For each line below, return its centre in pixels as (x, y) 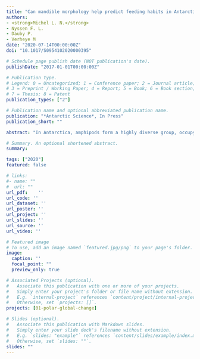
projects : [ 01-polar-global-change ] (51, 308)
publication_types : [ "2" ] (38, 100)
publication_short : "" (34, 122)
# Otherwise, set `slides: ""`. (49, 341)
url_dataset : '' (26, 203)
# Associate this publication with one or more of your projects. (93, 286)
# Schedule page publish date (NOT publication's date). (78, 61)
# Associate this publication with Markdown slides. (76, 324)
